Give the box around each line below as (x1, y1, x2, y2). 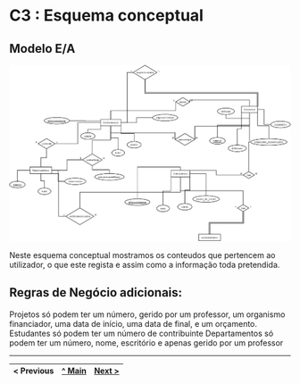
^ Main (61, 365, 87, 376)
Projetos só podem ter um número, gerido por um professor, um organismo (9, 309, 286, 320)
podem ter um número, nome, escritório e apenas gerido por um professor (9, 337, 284, 348)
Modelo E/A (9, 41, 76, 56)
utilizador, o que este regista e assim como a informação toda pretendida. (9, 259, 280, 270)
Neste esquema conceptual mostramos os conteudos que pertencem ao (9, 249, 276, 260)
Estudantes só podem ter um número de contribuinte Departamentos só (9, 328, 274, 338)
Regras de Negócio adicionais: (9, 285, 183, 300)
